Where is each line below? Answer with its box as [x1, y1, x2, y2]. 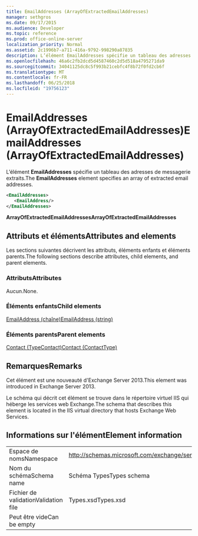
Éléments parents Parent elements [6, 330, 105, 339]
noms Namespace [9, 454, 58, 463]
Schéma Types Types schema [68, 471, 150, 479]
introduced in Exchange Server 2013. [6, 382, 96, 390]
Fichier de [9, 488, 37, 496]
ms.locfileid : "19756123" [6, 86, 70, 92]
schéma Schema [9, 471, 54, 479]
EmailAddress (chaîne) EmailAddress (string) [6, 316, 113, 323]
